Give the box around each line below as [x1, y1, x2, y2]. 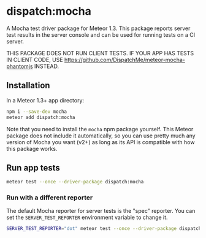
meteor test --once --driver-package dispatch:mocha [6, 179, 144, 185]
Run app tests [6, 163, 60, 173]
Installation [6, 80, 50, 91]
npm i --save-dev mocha [6, 109, 67, 115]
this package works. [6, 145, 58, 152]
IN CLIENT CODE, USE [6, 56, 63, 63]
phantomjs [6, 63, 33, 70]
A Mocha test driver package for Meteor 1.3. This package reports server [6, 25, 191, 32]
